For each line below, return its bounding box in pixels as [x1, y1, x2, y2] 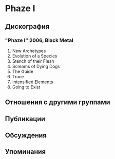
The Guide [12, 69, 34, 74]
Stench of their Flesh [12, 58, 55, 64]
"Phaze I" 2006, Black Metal [5, 37, 74, 44]
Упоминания [5, 148, 46, 156]
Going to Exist [12, 84, 40, 90]
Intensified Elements [12, 79, 54, 85]
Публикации [5, 115, 45, 123]
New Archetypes [12, 48, 46, 53]
